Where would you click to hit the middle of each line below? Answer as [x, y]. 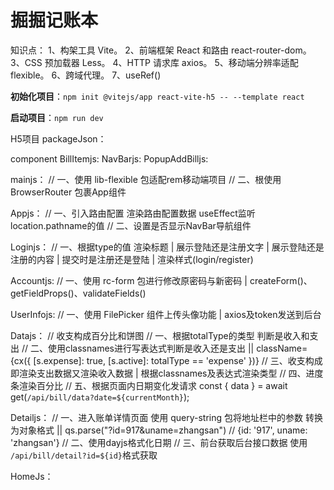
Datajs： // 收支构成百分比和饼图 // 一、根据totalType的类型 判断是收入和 [160, 335]
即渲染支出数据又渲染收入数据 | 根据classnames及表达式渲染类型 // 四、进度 [167, 373]
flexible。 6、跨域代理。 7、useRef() [86, 75]
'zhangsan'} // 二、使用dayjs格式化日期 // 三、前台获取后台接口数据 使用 [159, 442]
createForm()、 [281, 280]
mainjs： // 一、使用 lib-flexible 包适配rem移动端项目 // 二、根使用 [146, 179]
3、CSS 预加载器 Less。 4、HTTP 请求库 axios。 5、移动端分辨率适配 [154, 62]
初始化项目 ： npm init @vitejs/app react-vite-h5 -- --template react [157, 96]
